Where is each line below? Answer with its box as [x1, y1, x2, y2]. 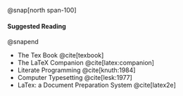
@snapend [7, 38, 39, 46]
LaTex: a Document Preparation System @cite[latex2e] [17, 81, 176, 90]
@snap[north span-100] [7, 6, 77, 14]
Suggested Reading [7, 22, 67, 30]
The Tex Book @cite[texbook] [17, 51, 104, 60]
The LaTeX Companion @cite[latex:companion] [17, 59, 155, 67]
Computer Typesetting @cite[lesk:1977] [17, 74, 132, 82]
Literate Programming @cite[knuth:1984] [17, 66, 136, 74]
